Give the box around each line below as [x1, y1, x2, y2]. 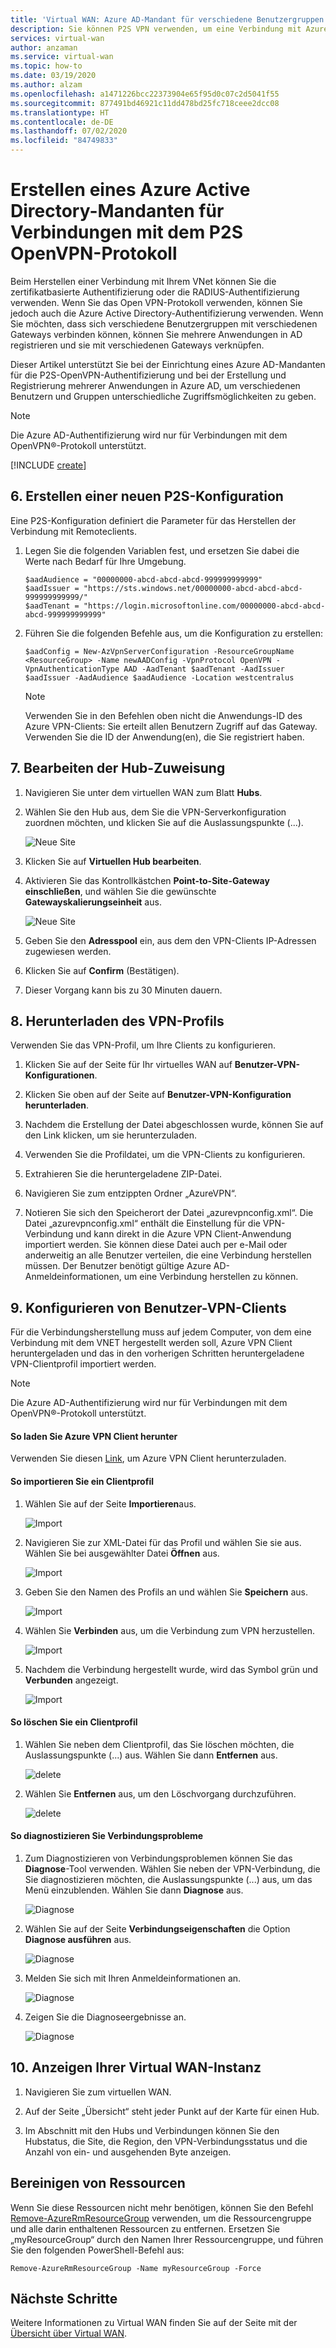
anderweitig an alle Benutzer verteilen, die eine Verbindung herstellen [24, 1249, 312, 1261]
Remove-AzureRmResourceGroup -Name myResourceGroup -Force [10, 2263, 262, 2273]
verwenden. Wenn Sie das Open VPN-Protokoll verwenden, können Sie [10, 296, 303, 308]
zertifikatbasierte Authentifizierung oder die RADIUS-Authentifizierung [10, 286, 300, 298]
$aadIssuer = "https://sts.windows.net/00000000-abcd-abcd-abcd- [24, 583, 303, 593]
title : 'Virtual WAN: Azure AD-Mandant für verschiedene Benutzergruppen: [10, 14, 329, 25]
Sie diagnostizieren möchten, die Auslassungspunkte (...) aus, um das [24, 1874, 313, 1885]
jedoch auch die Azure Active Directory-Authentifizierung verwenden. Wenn [10, 307, 324, 319]
